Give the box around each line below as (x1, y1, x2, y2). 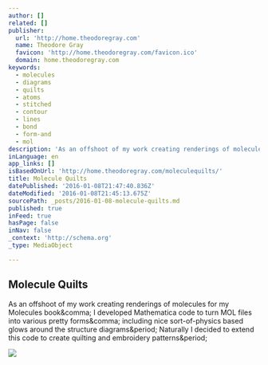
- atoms (15, 93, 41, 101)
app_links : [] (8, 160, 56, 168)
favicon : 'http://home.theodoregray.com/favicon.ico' (15, 49, 198, 57)
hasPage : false (8, 219, 59, 227)
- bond (15, 123, 37, 131)
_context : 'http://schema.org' (8, 234, 112, 242)
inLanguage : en (8, 152, 59, 160)
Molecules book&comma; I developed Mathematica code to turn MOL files (8, 308, 253, 317)
